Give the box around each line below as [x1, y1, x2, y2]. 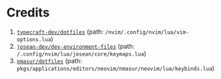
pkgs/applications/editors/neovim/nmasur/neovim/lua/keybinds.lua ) [16, 64, 215, 72]
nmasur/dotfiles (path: [16, 56, 82, 65]
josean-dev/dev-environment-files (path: [16, 42, 135, 50]
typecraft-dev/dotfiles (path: [16, 27, 104, 36]
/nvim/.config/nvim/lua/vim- [105, 29, 190, 36]
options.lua [16, 36, 51, 43]
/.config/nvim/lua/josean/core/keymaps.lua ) [16, 49, 147, 58]
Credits [6, 5, 50, 21]
